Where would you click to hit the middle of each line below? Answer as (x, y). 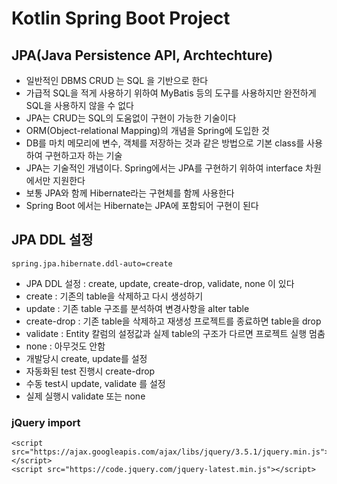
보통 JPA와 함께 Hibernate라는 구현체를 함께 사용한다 (130, 193)
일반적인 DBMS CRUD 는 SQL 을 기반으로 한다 (117, 80)
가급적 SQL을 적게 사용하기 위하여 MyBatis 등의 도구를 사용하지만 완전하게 (171, 93)
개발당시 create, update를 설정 (86, 358)
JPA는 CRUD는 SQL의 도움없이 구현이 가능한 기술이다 (131, 118)
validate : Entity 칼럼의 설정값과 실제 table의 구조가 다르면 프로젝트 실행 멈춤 (175, 333)
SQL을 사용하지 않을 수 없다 (79, 105)
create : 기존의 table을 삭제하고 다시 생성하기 (114, 296)
